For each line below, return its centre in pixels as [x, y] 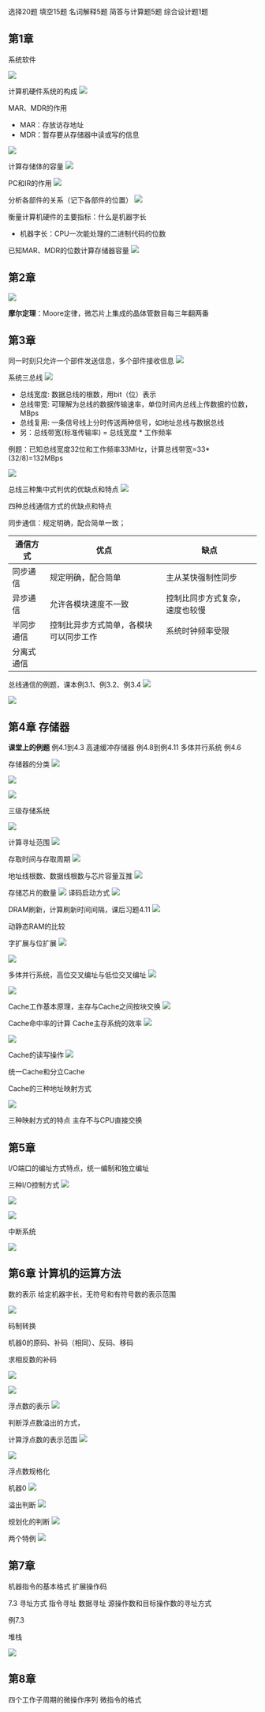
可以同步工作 [74, 637]
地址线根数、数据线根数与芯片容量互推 [70, 876]
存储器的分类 [29, 764]
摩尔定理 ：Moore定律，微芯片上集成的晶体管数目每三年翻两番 [108, 313]
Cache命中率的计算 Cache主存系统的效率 [75, 1024]
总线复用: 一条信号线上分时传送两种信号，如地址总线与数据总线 [122, 422]
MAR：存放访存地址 [52, 124]
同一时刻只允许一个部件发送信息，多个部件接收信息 [91, 361]
